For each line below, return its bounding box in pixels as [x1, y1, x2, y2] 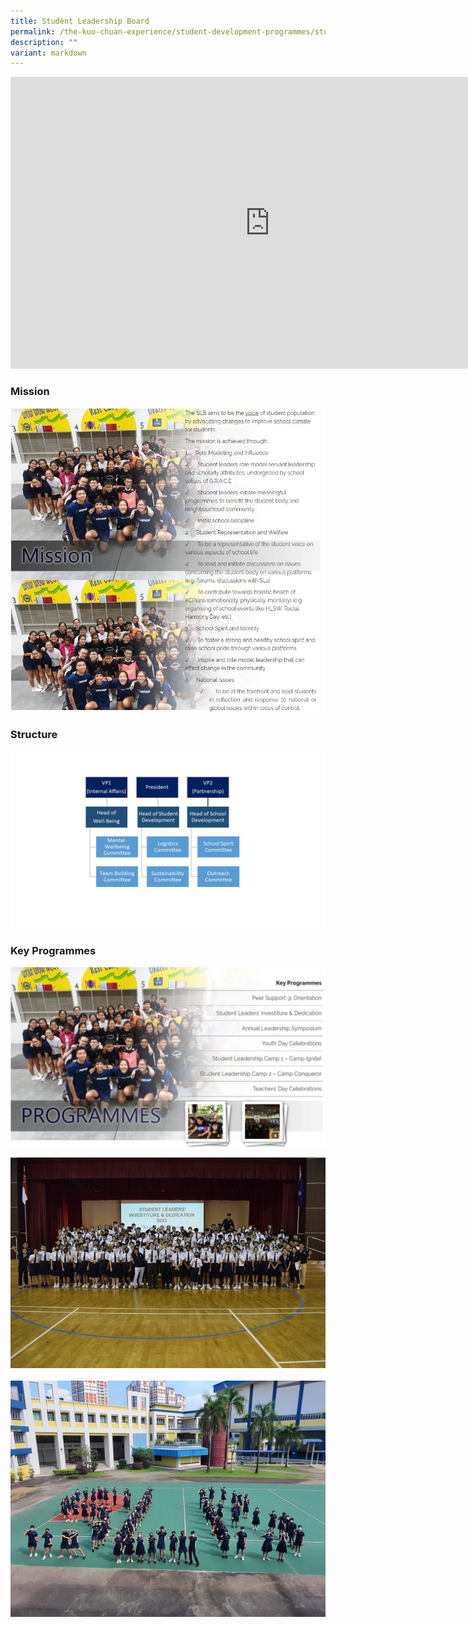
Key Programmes [10, 943, 97, 957]
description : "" [10, 37, 78, 47]
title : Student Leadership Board [10, 16, 150, 26]
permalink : [10, 26, 56, 37]
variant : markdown [10, 48, 87, 58]
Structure [10, 727, 58, 741]
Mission [10, 385, 50, 399]
